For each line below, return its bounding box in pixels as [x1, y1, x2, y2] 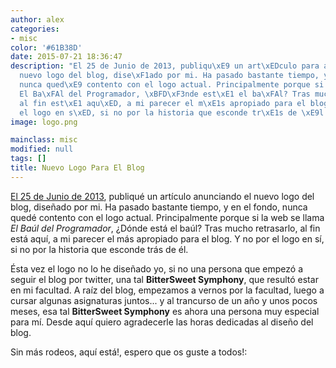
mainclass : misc [10, 135, 78, 145]
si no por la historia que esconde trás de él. [10, 243, 189, 255]
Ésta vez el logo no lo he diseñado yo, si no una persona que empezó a [10, 262, 304, 275]
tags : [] [10, 154, 47, 164]
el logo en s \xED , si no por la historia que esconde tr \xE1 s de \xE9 [19, 107, 320, 118]
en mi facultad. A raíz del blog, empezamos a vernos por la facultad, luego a [10, 284, 325, 296]
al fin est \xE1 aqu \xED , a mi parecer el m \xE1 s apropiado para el [19, 98, 307, 108]
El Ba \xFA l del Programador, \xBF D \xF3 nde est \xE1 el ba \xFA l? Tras [19, 89, 311, 99]
